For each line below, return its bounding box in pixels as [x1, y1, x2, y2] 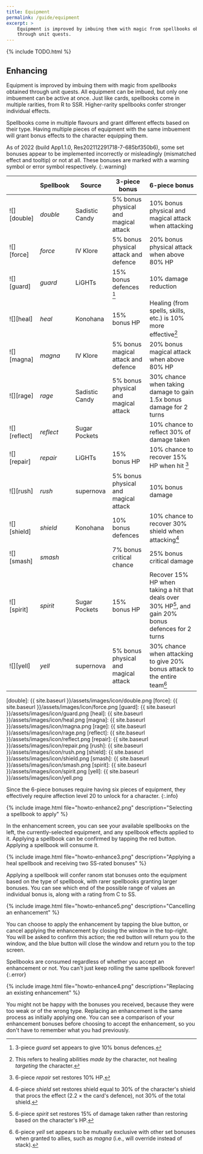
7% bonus [112, 546, 142, 554]
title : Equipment [6, 8, 50, 15]
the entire [149, 673, 177, 681]
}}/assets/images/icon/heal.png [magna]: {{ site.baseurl [6, 716, 146, 724]
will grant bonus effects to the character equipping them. [6, 131, 148, 139]
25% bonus [149, 549, 183, 558]
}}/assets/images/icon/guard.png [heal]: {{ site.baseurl [6, 710, 143, 717]
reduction [149, 282, 177, 291]
